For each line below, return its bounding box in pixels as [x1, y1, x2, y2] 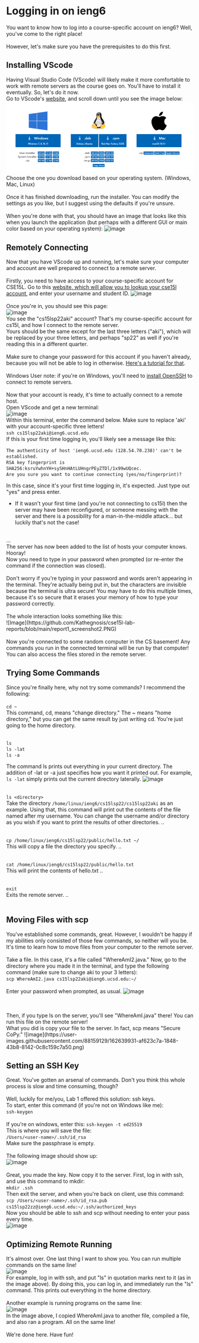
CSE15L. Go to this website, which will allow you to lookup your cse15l [6, 283, 177, 290]
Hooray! [6, 549, 26, 557]
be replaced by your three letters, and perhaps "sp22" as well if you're [6, 334, 179, 341]
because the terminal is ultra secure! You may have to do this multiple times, [6, 587, 193, 594]
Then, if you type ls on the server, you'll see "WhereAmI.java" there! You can [6, 1012, 194, 1019]
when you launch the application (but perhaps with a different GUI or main [6, 219, 188, 226]
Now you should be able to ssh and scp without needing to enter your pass [6, 1210, 190, 1217]
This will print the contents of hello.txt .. [6, 867, 103, 874]
